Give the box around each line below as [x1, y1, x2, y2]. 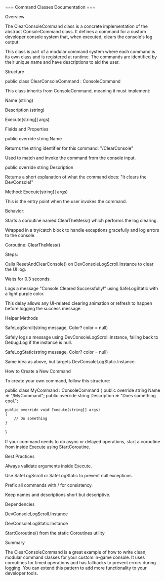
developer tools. [5, 570, 38, 576]
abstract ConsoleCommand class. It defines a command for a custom [5, 29, 146, 34]
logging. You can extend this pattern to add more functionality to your [5, 565, 147, 571]
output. [5, 39, 20, 45]
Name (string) [5, 97, 34, 103]
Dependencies [5, 501, 35, 507]
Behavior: [5, 208, 25, 214]
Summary [5, 539, 25, 545]
